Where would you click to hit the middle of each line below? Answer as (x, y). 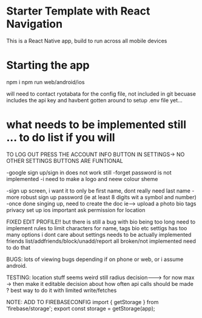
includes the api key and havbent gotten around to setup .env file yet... (95, 100)
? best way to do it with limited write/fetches (62, 290)
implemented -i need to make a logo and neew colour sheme (82, 179)
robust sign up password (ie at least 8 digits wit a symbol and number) (109, 197)
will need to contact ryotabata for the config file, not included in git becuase (101, 94)
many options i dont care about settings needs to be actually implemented (99, 234)
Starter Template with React (78, 11)
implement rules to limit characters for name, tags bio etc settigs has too (97, 228)
